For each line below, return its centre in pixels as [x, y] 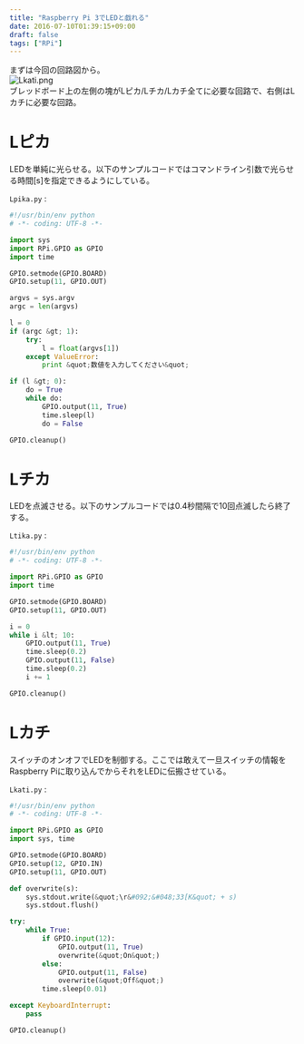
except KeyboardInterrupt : [60, 1006]
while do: [44, 399]
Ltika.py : [28, 535]
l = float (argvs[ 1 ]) [81, 348]
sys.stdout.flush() [63, 905]
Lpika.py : [28, 199]
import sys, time [42, 839]
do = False [63, 424]
